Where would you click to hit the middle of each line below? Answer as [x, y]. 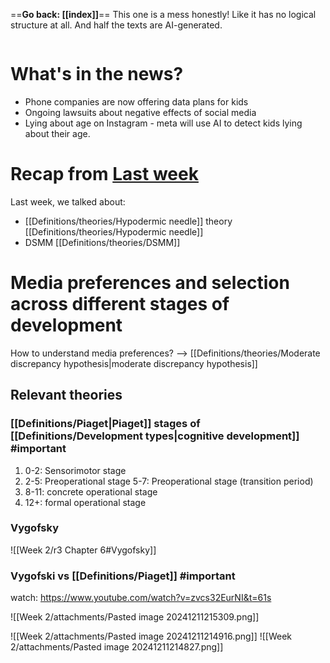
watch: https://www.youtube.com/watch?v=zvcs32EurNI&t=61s [141, 598]
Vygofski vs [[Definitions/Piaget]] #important [123, 576]
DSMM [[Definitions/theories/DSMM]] [102, 242]
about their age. [57, 133]
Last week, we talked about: [68, 201]
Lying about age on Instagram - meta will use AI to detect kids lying [163, 123]
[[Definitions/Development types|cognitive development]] [155, 436]
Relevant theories [66, 395]
